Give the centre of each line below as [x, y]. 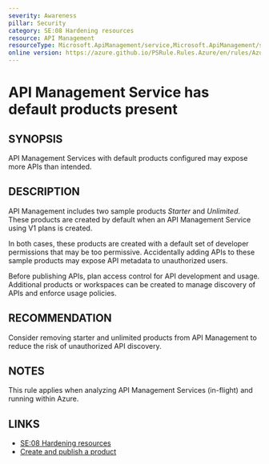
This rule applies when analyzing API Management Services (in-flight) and [131, 390]
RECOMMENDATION [60, 318]
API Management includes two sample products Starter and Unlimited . [124, 211]
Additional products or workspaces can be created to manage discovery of [132, 284]
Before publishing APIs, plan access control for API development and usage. [134, 276]
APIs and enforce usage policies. [63, 293]
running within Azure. [44, 399]
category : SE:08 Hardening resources [71, 30]
